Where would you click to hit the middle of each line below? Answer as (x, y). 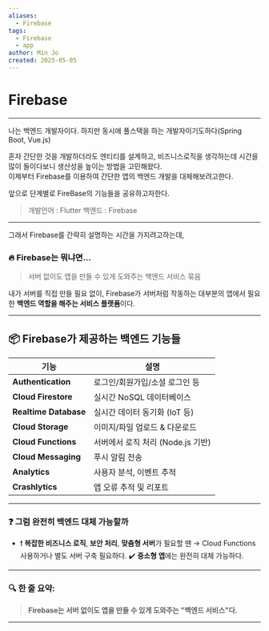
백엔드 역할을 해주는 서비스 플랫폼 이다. (76, 303)
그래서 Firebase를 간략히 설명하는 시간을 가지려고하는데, (96, 235)
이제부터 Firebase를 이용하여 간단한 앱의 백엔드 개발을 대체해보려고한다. (121, 176)
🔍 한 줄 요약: (32, 589)
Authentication (42, 381)
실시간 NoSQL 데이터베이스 (142, 397)
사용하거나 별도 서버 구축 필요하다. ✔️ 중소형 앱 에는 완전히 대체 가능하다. (132, 556)
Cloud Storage (40, 427)
